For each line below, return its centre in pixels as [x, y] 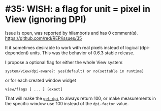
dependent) [17, 53]
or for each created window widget [41, 80]
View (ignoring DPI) [46, 19]
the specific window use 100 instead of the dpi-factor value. [67, 103]
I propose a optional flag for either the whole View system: [64, 62]
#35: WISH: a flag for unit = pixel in [78, 9]
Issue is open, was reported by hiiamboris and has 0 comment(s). [72, 33]
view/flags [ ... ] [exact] [34, 89]
